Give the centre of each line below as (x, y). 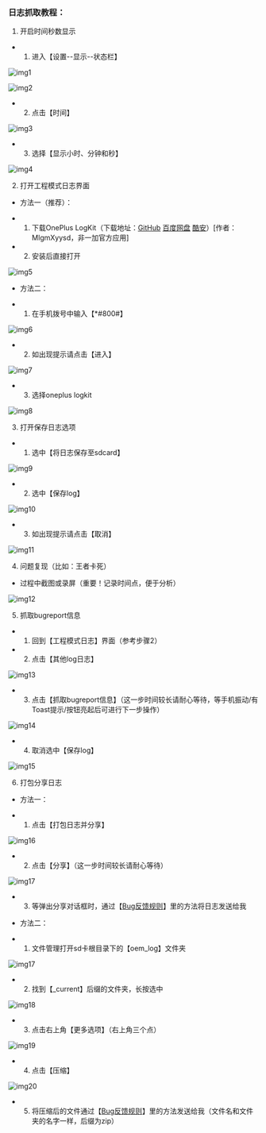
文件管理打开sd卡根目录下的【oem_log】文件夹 (109, 948)
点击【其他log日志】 (64, 659)
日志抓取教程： (37, 12)
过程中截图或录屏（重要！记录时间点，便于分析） (100, 583)
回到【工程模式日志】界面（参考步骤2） (96, 641)
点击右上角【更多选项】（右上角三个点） (96, 1030)
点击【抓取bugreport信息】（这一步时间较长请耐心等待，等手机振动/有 (145, 699)
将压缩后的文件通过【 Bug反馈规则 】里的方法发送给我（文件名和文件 (143, 1111)
